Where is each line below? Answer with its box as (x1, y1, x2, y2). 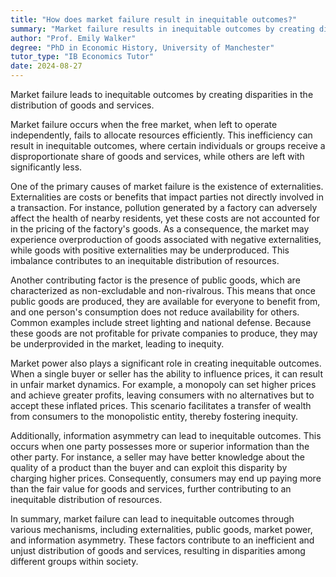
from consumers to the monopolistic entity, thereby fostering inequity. (10, 411, 299, 422)
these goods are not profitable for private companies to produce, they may (10, 327, 318, 339)
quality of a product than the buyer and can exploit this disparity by (10, 462, 288, 473)
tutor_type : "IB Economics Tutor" (10, 52, 155, 62)
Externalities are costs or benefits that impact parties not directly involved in (10, 191, 324, 203)
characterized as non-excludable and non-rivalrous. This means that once (10, 285, 316, 296)
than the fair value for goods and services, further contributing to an (10, 483, 292, 495)
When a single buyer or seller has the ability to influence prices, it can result (10, 368, 324, 380)
